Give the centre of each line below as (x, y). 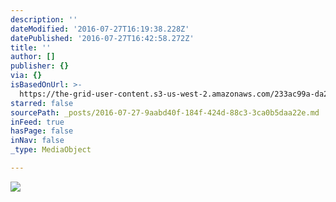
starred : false (42, 103)
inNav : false (37, 141)
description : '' (44, 19)
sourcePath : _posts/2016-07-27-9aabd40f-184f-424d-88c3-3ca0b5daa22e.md (165, 112)
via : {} (26, 76)
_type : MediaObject (51, 150)
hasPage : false (42, 131)
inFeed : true (37, 122)
